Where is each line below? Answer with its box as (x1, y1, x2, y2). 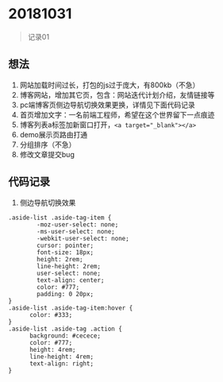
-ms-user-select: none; (37, 227, 115, 235)
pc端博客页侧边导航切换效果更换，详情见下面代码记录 (19, 100, 196, 110)
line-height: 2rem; (37, 262, 102, 270)
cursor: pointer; (37, 241, 94, 249)
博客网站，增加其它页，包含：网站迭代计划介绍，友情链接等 (19, 90, 215, 99)
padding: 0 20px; (37, 290, 94, 298)
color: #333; (29, 311, 73, 318)
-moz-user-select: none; (37, 220, 119, 229)
